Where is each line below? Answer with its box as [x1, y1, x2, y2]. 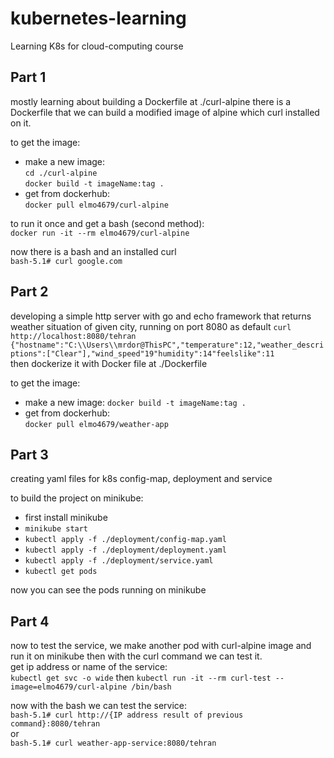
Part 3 [10, 446, 49, 463]
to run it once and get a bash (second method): [10, 217, 205, 229]
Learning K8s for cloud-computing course [10, 40, 184, 52]
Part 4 [10, 613, 50, 630]
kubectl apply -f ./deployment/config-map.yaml [24, 535, 227, 545]
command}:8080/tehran [10, 719, 101, 729]
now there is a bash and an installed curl [10, 245, 177, 257]
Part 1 [10, 69, 47, 86]
